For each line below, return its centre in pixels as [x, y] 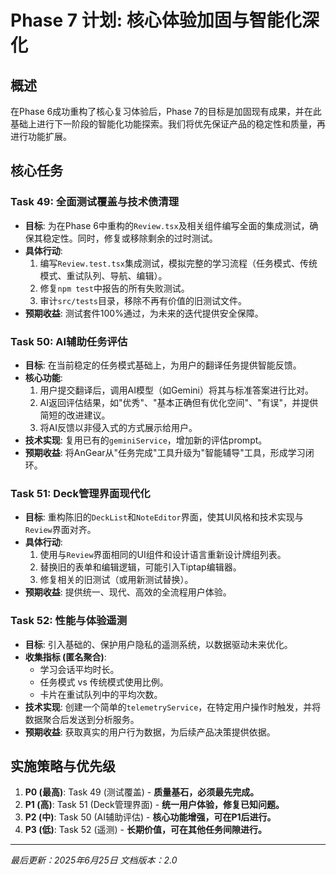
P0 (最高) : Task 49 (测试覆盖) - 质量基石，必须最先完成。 [142, 792]
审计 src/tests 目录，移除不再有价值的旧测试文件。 [143, 300]
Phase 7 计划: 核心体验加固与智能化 [156, 20]
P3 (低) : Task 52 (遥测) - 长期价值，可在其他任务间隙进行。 [145, 830]
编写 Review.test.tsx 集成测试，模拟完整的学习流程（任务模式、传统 [178, 263]
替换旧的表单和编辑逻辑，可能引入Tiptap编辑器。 [140, 567]
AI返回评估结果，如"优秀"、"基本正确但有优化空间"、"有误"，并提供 [179, 402]
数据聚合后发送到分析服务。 [82, 719]
